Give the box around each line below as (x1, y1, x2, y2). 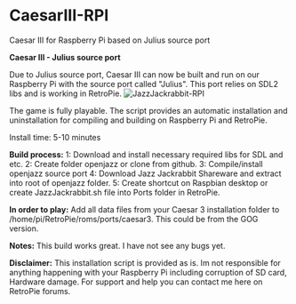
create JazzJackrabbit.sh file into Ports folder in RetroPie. (9, 187, 220, 197)
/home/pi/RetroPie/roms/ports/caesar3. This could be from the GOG (9, 213, 259, 224)
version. (9, 223, 39, 234)
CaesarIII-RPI (9, 5, 109, 26)
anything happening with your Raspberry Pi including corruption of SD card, (9, 267, 287, 277)
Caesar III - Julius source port (9, 52, 122, 62)
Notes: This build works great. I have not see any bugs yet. (9, 240, 226, 251)
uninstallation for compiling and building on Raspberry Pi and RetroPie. (9, 115, 268, 125)
